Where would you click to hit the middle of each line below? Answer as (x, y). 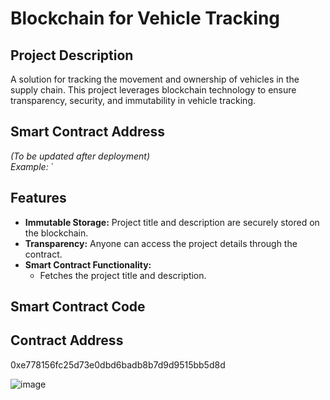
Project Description (72, 55)
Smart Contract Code (78, 307)
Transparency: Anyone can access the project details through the (161, 243)
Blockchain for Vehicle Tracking (145, 18)
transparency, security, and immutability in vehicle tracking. (133, 100)
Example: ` (32, 166)
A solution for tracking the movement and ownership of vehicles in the (155, 79)
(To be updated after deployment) (80, 156)
